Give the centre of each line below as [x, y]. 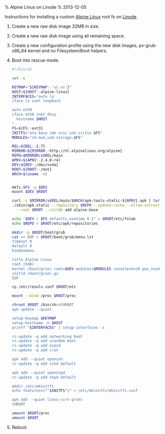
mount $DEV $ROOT [30, 192]
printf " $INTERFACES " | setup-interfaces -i [58, 327]
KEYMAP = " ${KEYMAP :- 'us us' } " [42, 87]
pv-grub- [148, 45]
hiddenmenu [23, 251]
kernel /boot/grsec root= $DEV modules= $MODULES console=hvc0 [76, 269]
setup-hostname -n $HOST [37, 323]
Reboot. [20, 427]
